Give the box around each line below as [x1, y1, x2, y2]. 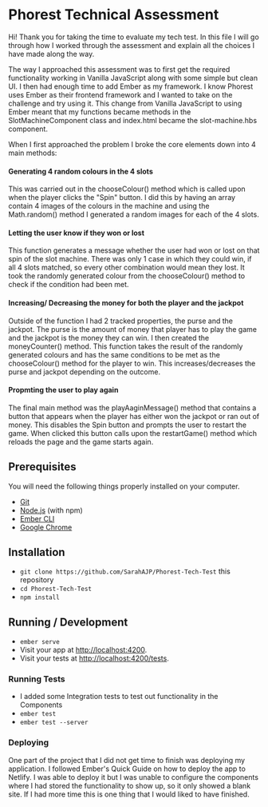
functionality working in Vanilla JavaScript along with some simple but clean [8, 73, 258, 82]
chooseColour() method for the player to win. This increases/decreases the [8, 358, 256, 368]
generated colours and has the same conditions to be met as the [8, 350, 221, 359]
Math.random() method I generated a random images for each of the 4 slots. [8, 210, 259, 219]
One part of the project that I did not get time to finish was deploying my [8, 755, 246, 765]
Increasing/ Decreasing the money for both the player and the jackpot [8, 298, 244, 307]
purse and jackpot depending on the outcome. [8, 366, 161, 377]
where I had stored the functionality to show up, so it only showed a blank [8, 781, 251, 790]
